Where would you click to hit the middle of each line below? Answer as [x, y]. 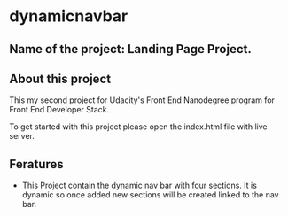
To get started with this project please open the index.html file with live [138, 127]
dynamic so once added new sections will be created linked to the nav [150, 195]
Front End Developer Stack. [59, 110]
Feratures [36, 164]
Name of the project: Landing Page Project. [131, 49]
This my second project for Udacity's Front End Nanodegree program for [142, 100]
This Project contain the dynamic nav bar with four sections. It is [139, 185]
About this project [60, 78]
